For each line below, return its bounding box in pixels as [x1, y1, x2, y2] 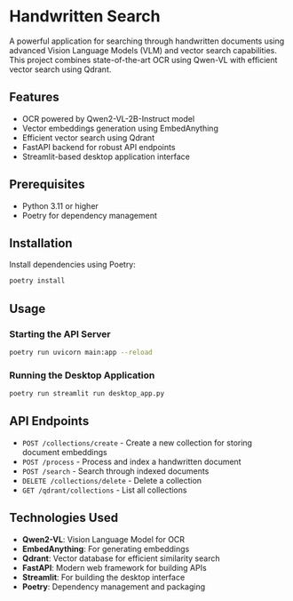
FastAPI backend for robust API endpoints [21, 141, 176, 152]
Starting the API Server [9, 327, 111, 340]
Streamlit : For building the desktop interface [21, 572, 186, 582]
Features [9, 90, 59, 105]
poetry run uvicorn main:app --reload [9, 348, 153, 357]
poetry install [9, 276, 66, 285]
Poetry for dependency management [21, 210, 158, 220]
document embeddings [21, 446, 108, 457]
